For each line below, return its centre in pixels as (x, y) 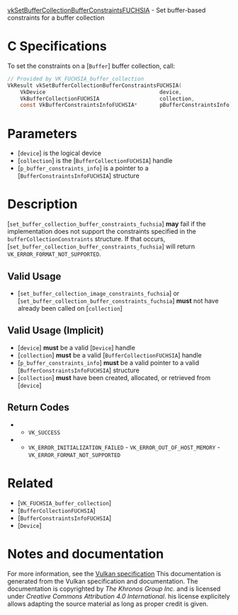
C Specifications (57, 46)
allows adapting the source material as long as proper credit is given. (108, 604)
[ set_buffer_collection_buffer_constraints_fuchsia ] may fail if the (107, 224)
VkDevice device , (101, 92)
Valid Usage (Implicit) (56, 331)
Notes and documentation (86, 554)
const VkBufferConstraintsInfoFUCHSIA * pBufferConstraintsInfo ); (128, 105)
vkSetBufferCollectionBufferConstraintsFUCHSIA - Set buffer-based (107, 10)
